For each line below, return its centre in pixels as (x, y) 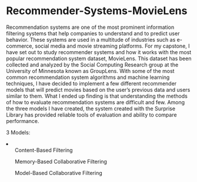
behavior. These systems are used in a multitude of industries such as (91, 39)
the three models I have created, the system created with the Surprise (91, 108)
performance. (23, 121)
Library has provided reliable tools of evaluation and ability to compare (92, 115)
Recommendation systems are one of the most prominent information (90, 27)
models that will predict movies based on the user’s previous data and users (98, 90)
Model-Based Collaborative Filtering (59, 173)
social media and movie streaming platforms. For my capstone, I (112, 46)
